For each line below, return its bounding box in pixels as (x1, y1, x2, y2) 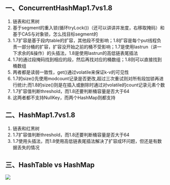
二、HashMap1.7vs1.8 (5, 111, 76, 119)
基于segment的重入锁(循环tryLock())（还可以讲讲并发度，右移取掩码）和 (12, 24, 165, 30)
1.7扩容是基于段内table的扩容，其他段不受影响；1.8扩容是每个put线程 (12, 37, 157, 43)
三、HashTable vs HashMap (5, 161, 95, 169)
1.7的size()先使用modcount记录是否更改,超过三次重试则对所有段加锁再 (12, 75, 159, 81)
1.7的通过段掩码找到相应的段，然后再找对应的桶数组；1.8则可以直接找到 (12, 56, 162, 63)
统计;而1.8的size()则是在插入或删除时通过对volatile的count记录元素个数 (17, 82, 165, 88)
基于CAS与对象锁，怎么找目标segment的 (12, 31, 98, 37)
